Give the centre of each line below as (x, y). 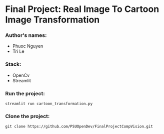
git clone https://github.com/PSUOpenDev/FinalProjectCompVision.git (79, 127)
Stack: (13, 64)
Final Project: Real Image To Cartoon (82, 9)
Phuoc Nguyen (28, 46)
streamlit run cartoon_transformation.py (49, 104)
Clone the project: (27, 116)
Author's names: (26, 35)
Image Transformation (52, 20)
